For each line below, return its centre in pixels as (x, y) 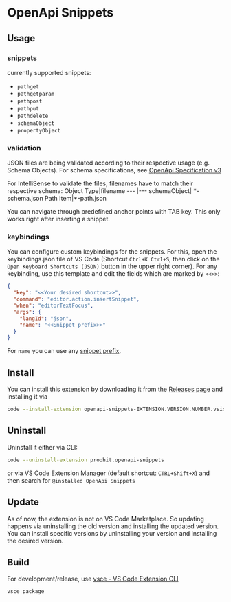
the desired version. (35, 541)
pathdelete (33, 116)
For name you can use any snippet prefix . (64, 351)
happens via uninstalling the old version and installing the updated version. (113, 526)
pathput (28, 108)
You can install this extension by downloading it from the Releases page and (115, 389)
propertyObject (39, 130)
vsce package (26, 592)
